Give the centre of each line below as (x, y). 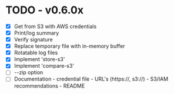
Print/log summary (36, 33)
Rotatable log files (36, 53)
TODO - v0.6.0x (44, 10)
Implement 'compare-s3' (44, 66)
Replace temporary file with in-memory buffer (69, 46)
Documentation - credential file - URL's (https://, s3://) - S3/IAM (91, 79)
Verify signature (34, 40)
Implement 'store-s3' (39, 60)
